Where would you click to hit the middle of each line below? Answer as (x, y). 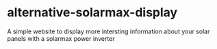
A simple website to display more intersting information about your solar (108, 31)
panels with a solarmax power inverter (61, 38)
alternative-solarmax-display (92, 13)
